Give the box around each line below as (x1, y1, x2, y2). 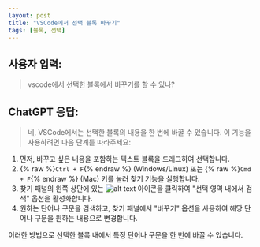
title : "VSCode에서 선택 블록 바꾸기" (8, 19, 121, 27)
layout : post (8, 11, 51, 20)
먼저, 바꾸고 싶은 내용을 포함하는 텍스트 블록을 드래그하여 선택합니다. (19, 155, 230, 163)
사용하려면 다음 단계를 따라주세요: (27, 137, 132, 147)
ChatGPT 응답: (8, 105, 79, 118)
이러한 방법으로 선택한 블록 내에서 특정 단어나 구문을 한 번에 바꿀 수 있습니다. (8, 230, 243, 239)
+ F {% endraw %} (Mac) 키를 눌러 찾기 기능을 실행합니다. (19, 174, 200, 183)
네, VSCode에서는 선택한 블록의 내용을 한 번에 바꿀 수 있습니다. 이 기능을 (27, 128, 251, 137)
